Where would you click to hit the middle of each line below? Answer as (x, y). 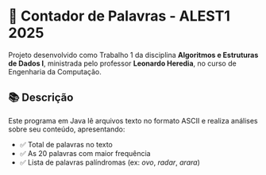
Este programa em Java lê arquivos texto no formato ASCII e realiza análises (133, 120)
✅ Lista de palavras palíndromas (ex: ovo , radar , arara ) (110, 162)
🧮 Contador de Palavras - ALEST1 (119, 16)
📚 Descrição (41, 98)
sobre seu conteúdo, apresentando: (67, 129)
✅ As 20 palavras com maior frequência (85, 153)
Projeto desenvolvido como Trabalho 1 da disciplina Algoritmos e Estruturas (133, 55)
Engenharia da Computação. (55, 71)
